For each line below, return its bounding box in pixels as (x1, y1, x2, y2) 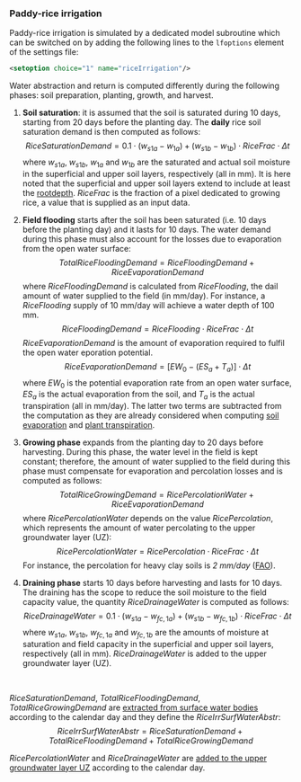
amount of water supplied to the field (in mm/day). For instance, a (22, 290, 266, 301)
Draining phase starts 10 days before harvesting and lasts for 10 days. (22, 578, 283, 589)
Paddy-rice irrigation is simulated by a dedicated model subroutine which (9, 28, 280, 39)
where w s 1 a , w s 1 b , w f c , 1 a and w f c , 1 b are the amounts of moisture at (22, 626, 270, 640)
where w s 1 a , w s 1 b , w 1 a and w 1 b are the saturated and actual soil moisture (22, 156, 291, 169)
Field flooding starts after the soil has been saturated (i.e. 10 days (22, 214, 267, 225)
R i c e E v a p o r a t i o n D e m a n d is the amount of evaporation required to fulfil (22, 337, 285, 348)
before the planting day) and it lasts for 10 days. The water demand (22, 224, 271, 235)
